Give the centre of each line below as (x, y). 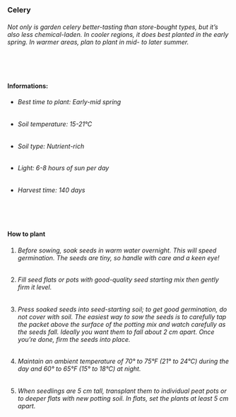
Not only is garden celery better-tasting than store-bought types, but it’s (113, 27)
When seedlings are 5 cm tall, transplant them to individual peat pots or (122, 391)
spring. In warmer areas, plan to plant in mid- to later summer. (98, 42)
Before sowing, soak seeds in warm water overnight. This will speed (117, 250)
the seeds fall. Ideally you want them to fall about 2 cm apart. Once (116, 332)
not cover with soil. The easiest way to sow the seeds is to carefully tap (122, 316)
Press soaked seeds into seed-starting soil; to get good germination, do (122, 309)
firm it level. (35, 287)
